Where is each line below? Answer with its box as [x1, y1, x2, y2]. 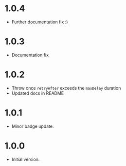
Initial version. [11, 156, 40, 162]
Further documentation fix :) [11, 19, 68, 25]
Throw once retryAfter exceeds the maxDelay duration [11, 85, 121, 91]
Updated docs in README [11, 90, 64, 96]
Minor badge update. [11, 123, 54, 129]
